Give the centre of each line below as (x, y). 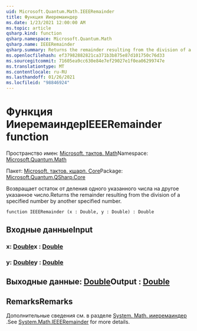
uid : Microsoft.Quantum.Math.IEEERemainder (60, 11)
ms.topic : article (29, 28)
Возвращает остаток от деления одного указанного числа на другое (93, 188)
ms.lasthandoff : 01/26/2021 (41, 77)
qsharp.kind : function (34, 34)
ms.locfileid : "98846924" (38, 83)
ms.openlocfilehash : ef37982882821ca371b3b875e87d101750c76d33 (86, 55)
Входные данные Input (50, 230)
